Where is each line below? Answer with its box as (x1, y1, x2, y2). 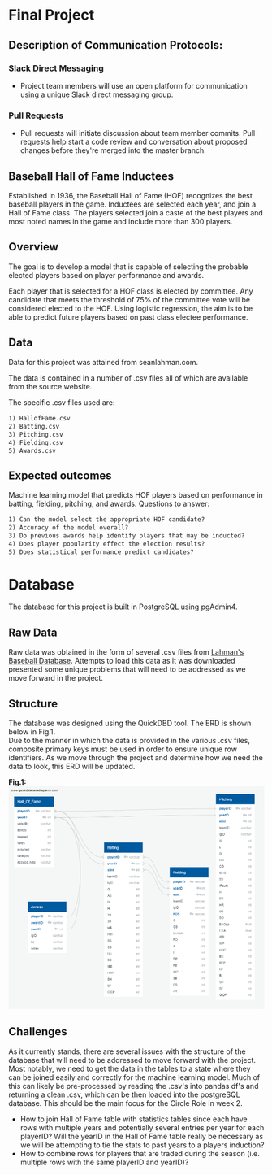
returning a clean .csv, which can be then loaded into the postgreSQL (8, 1090, 241, 1099)
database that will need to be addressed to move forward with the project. (8, 1055, 257, 1064)
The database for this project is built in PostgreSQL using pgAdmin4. (8, 602, 238, 611)
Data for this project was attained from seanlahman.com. (8, 357, 199, 367)
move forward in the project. (8, 673, 104, 683)
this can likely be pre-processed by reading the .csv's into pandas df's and (8, 1081, 259, 1090)
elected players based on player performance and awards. (8, 270, 205, 280)
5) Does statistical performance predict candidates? (8, 548, 195, 556)
